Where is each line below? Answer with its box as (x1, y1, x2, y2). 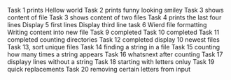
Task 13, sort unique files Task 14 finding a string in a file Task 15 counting (7, 43, 220, 51)
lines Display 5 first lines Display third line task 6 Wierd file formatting (7, 21, 207, 29)
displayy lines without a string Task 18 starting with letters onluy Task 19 (7, 58, 215, 65)
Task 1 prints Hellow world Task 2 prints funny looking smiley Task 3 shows (7, 6, 224, 14)
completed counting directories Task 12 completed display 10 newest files (7, 35, 220, 44)
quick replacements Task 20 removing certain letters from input (7, 65, 191, 73)
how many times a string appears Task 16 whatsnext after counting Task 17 (7, 50, 223, 58)
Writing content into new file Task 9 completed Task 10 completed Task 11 (7, 28, 219, 36)
